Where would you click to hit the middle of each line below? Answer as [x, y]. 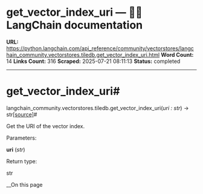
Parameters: [21, 138]
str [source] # [22, 114]
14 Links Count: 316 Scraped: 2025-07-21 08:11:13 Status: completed [93, 61]
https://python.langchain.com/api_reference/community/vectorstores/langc [100, 48]
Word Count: [177, 54]
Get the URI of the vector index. [46, 126]
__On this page [25, 184]
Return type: [22, 161]
